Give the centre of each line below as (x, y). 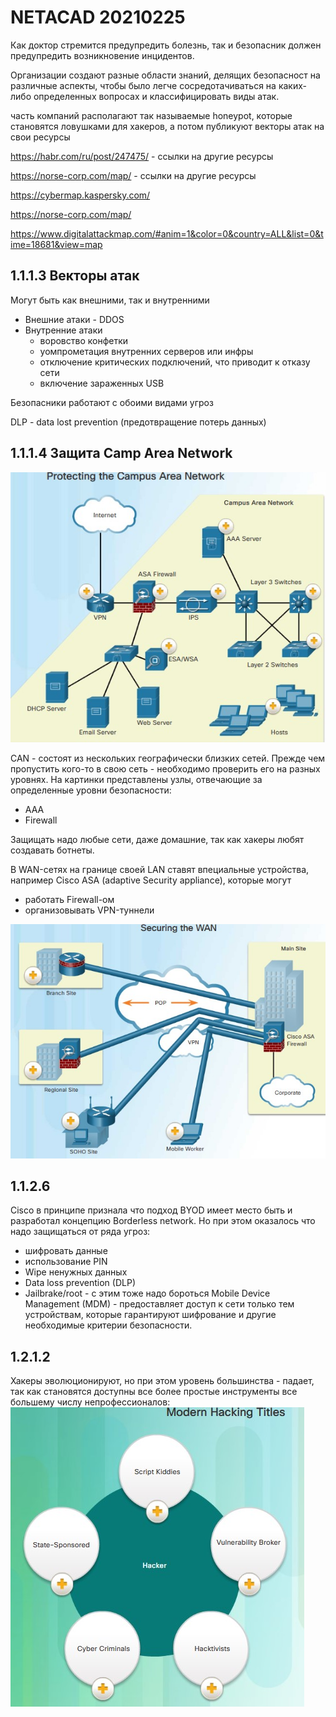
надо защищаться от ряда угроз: (80, 1232)
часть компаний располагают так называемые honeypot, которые (151, 115)
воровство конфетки (84, 340)
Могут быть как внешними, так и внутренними (110, 300)
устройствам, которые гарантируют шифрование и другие (150, 1315)
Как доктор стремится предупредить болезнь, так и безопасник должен (166, 45)
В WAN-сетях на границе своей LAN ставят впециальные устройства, (160, 869)
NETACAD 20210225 (98, 17)
